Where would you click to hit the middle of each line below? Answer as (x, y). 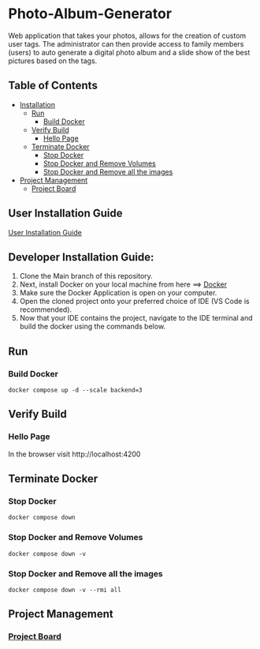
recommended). (46, 309)
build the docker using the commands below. (93, 326)
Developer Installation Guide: (81, 257)
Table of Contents (53, 86)
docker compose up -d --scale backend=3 (76, 390)
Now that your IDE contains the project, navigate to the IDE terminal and (136, 318)
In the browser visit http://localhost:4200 (74, 454)
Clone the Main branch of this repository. (86, 276)
